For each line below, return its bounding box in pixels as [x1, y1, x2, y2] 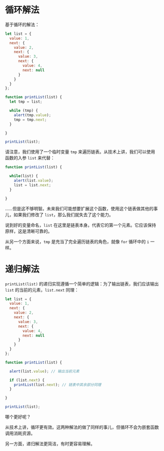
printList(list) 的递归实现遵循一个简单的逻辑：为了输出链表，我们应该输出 [5, 281, 159, 287]
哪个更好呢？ [5, 414, 31, 420]
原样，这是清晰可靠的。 [5, 228, 52, 234]
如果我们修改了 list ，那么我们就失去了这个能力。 [13, 211, 114, 218]
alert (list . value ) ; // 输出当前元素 [9, 369, 80, 374]
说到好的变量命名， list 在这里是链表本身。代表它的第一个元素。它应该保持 [5, 222, 156, 228]
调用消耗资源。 [5, 430, 35, 436]
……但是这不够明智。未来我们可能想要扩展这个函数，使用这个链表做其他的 [5, 205, 154, 211]
